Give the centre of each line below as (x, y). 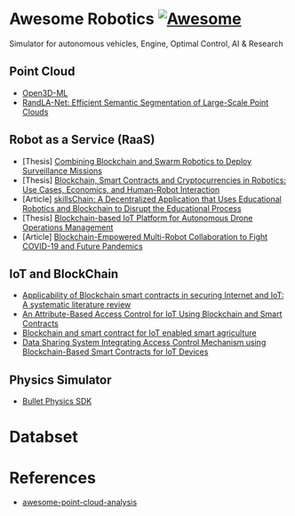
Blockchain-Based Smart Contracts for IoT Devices (115, 352)
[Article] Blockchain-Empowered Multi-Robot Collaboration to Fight (145, 236)
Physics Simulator (60, 380)
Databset (44, 437)
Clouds (35, 112)
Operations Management (68, 227)
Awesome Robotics (82, 19)
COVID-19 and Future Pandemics (83, 246)
